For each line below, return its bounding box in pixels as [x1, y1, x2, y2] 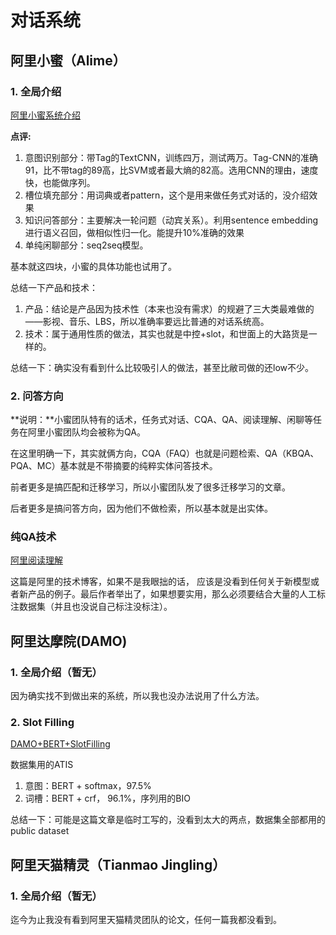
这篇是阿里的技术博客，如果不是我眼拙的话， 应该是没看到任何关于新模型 [10, 576, 311, 588]
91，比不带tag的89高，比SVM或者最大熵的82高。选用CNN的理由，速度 [24, 164, 319, 176]
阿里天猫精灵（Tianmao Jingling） [10, 856, 227, 873]
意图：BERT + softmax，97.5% [24, 780, 152, 792]
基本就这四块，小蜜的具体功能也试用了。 [10, 260, 177, 272]
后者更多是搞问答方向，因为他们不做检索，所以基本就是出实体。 [10, 502, 273, 515]
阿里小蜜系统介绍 [10, 109, 81, 121]
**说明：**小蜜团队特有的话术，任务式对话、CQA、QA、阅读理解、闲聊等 [10, 414, 314, 426]
